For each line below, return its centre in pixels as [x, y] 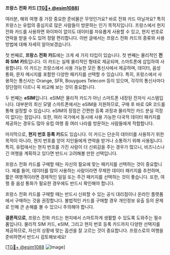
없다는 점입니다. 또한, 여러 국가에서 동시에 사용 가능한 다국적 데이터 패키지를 [86, 117]
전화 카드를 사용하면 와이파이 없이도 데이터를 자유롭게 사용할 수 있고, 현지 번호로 [84, 32]
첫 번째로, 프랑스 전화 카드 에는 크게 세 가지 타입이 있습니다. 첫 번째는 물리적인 [81, 55]
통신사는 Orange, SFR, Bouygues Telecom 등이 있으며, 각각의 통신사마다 [92, 81]
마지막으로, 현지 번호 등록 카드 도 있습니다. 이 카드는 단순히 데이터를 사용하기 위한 [85, 134]
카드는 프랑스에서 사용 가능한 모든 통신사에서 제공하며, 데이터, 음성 [95, 68]
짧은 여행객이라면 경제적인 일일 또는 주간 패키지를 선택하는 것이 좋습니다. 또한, [82, 177]
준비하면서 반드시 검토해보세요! [36, 237]
